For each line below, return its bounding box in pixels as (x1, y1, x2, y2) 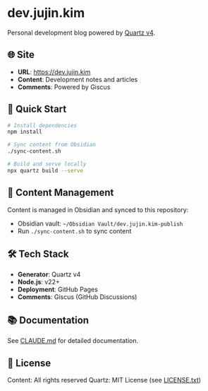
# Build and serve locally (7, 161, 87, 168)
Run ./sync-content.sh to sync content (17, 226, 132, 235)
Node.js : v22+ (17, 278, 60, 286)
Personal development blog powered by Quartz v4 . (7, 28, 156, 37)
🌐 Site (7, 49, 35, 61)
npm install (7, 129, 42, 136)
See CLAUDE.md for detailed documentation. (7, 337, 139, 345)
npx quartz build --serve (7, 167, 83, 174)
